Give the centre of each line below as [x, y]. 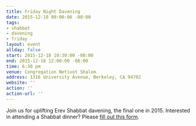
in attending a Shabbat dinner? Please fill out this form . [73, 117]
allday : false [24, 50]
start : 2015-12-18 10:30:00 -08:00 [50, 55]
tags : [13, 22]
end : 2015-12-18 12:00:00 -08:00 [47, 61]
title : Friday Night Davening [43, 11]
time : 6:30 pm [24, 66]
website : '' [21, 83]
